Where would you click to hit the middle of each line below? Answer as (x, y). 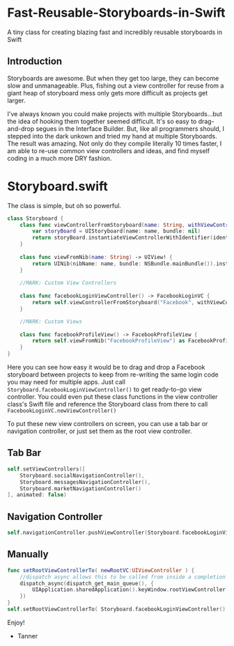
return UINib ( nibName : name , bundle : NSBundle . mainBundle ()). (124, 263)
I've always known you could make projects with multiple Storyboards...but (115, 113)
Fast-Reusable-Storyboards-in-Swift (116, 13)
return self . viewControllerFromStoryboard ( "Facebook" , (114, 303)
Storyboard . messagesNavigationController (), (85, 482)
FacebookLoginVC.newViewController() (62, 411)
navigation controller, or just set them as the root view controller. (100, 431)
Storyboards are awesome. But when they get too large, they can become (113, 78)
